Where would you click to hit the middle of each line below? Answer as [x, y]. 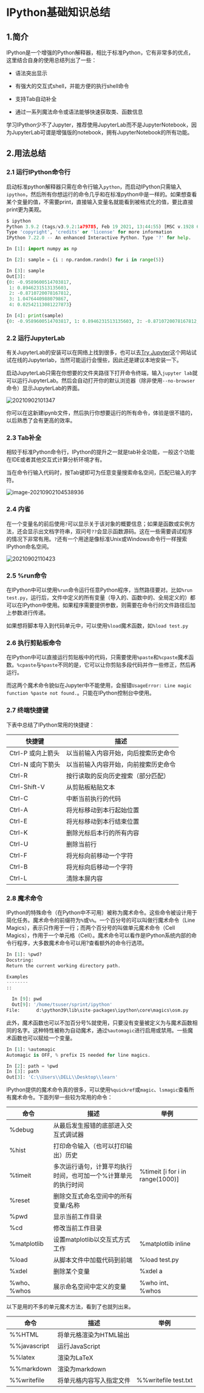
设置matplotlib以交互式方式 [92, 1240]
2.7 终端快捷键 [27, 710]
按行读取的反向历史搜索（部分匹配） [118, 776]
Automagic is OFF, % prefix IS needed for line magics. [78, 1055]
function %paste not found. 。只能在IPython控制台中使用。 [80, 693]
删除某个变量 [71, 1271]
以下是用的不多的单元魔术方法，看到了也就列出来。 [70, 1307]
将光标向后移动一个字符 [100, 867]
